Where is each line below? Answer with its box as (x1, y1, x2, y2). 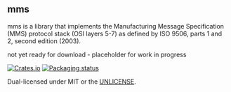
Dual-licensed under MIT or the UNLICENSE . (7, 77, 137, 86)
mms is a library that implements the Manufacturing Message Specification (7, 22, 225, 30)
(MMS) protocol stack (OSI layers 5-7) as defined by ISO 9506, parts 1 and (7, 29, 223, 38)
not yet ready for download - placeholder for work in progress (7, 50, 187, 59)
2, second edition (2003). (7, 36, 81, 45)
